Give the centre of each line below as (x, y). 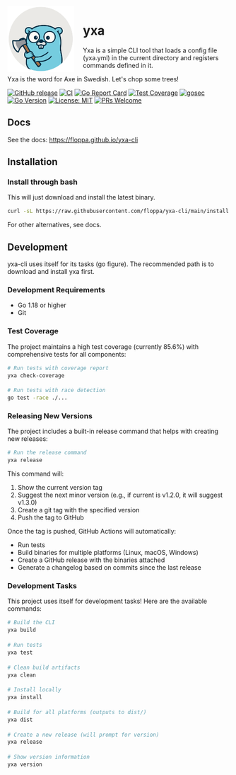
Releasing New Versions (50, 416)
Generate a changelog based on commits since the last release (109, 568)
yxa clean (22, 675)
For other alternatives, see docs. (54, 225)
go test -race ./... (38, 398)
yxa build (22, 630)
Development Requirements (57, 290)
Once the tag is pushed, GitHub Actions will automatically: (92, 532)
